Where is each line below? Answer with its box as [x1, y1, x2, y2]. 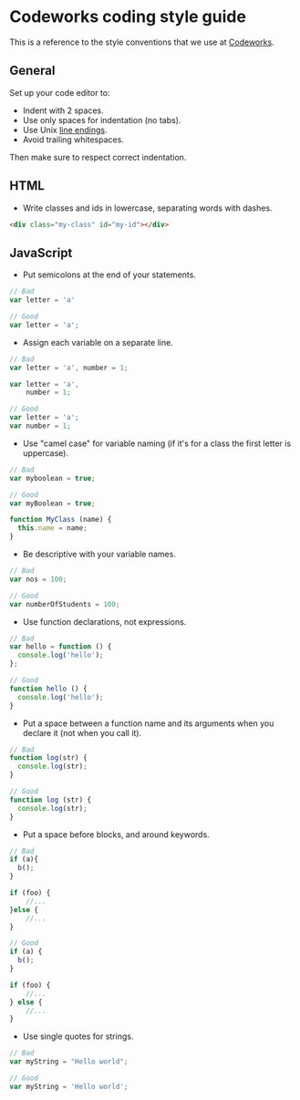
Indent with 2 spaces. [22, 105, 105, 116]
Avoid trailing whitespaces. [22, 134, 125, 145]
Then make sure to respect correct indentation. [9, 151, 187, 162]
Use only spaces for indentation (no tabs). [22, 114, 181, 125]
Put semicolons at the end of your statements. [22, 269, 196, 280]
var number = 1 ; [9, 421, 71, 431]
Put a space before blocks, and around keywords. [22, 828, 210, 840]
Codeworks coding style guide [9, 6, 246, 27]
